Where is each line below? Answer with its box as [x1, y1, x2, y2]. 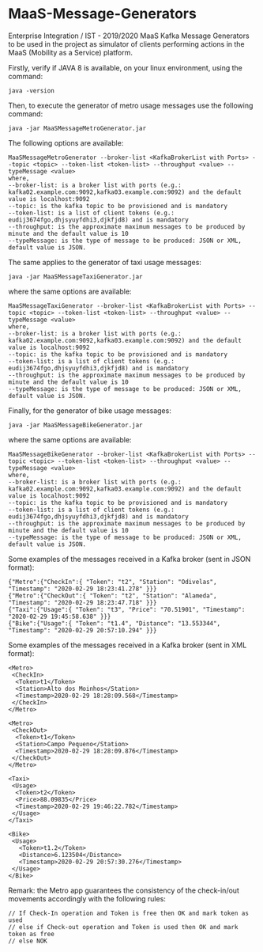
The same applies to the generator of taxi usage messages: [8, 257, 201, 267]
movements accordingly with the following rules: [8, 893, 166, 903]
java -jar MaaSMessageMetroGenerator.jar [8, 124, 147, 132]
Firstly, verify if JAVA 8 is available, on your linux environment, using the [8, 63, 243, 72]
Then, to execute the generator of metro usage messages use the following [8, 101, 254, 110]
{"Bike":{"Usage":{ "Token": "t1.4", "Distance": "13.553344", [8, 619, 221, 628]
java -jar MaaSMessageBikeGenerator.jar [8, 421, 144, 429]
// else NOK [8, 937, 47, 945]
